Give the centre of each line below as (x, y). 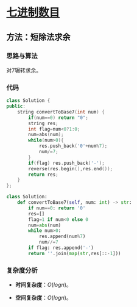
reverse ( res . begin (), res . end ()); (71, 168)
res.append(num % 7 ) (62, 237)
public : (16, 107)
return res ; (44, 175)
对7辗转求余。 (24, 70)
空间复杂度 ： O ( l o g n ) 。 (43, 298)
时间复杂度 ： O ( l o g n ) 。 (43, 285)
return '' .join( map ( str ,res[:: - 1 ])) (75, 253)
